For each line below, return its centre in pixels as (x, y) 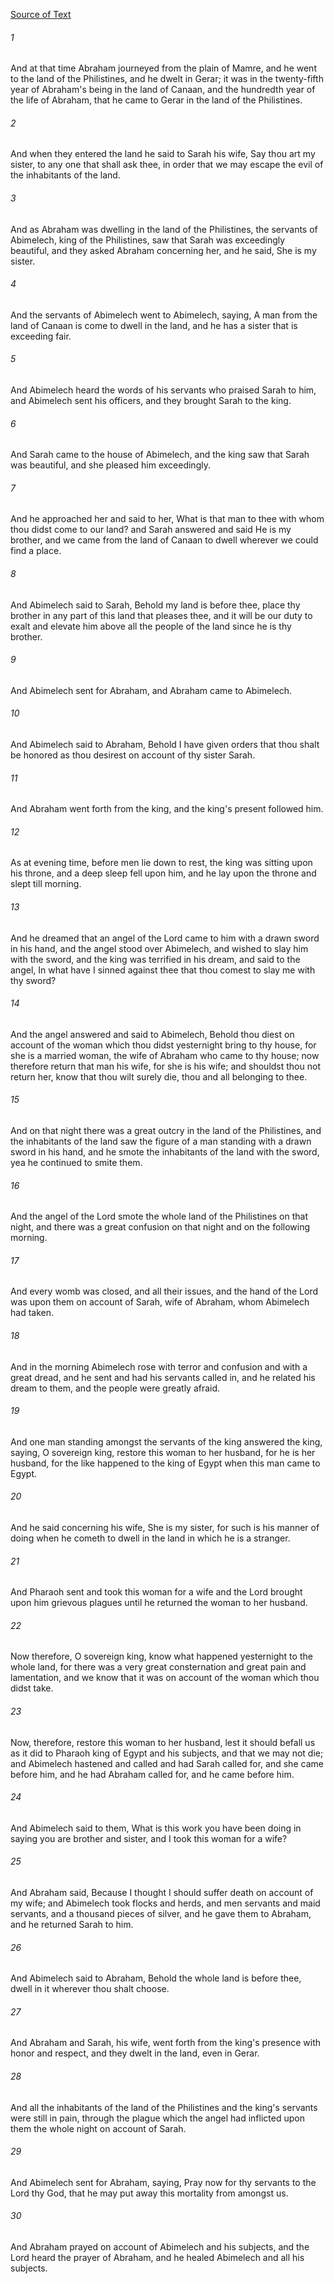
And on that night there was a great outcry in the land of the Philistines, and (166, 1131)
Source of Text (41, 14)
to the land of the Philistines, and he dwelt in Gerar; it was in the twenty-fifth (167, 79)
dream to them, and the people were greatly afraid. (115, 1388)
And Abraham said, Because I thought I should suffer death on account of (162, 1893)
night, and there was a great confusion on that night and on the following (160, 1227)
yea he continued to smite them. (76, 1163)
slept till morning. (46, 884)
